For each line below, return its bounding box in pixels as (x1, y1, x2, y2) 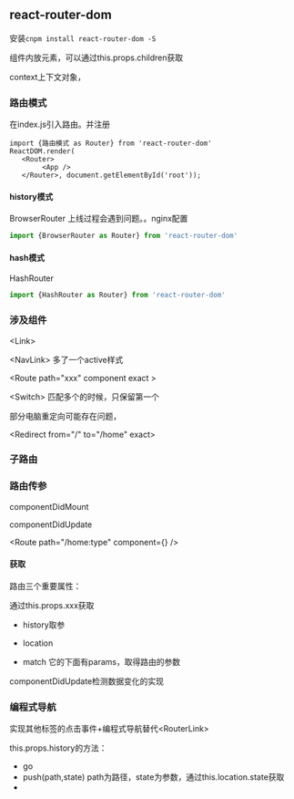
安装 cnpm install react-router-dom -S (9, 32, 157, 44)
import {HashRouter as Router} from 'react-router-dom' (9, 291, 226, 300)
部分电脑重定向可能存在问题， (9, 410, 121, 421)
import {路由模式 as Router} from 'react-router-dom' (9, 139, 212, 149)
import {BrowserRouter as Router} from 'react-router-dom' (9, 232, 238, 241)
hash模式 (9, 252, 46, 263)
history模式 (9, 191, 54, 202)
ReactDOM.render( (9, 147, 76, 156)
